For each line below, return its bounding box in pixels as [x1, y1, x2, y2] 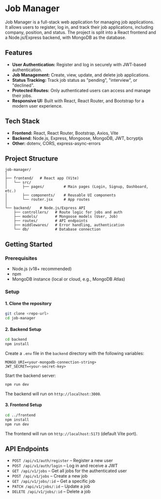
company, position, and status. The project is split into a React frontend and [5, 29, 156, 35]
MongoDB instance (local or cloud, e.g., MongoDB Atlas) [12, 276, 125, 282]
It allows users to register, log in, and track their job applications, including [5, 24, 154, 30]
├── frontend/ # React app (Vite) [5, 176, 79, 181]
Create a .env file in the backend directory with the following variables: [5, 350, 145, 356]
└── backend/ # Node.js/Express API [5, 205, 86, 211]
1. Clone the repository [5, 300, 52, 306]
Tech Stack [5, 117, 40, 126]
